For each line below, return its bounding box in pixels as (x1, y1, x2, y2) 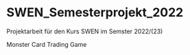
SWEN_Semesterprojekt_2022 (6, 5, 184, 20)
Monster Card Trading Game (6, 40, 87, 48)
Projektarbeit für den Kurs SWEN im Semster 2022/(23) (6, 27, 163, 35)
